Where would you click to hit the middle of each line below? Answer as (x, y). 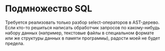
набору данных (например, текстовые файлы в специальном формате (80, 33)
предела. (15, 43)
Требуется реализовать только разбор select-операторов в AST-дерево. (82, 22)
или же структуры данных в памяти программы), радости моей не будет (82, 38)
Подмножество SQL (49, 9)
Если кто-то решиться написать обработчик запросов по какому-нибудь (82, 27)
